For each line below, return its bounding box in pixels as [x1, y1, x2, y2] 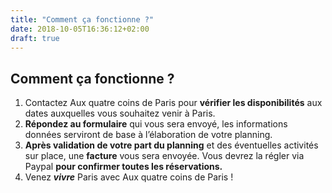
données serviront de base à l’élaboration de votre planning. [24, 129, 273, 141]
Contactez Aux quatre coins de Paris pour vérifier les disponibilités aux [24, 97, 323, 109]
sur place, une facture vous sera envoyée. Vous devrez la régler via [24, 150, 305, 162]
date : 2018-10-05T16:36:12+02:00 [10, 24, 150, 34]
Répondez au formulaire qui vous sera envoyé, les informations [24, 118, 288, 130]
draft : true [10, 33, 60, 43]
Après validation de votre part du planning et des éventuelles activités [24, 139, 319, 151]
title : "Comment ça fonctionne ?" [10, 14, 155, 25]
